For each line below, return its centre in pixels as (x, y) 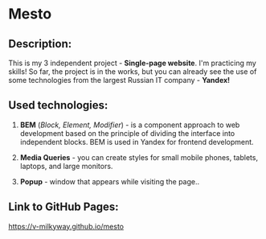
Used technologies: (58, 105)
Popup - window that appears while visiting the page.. (110, 181)
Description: (40, 44)
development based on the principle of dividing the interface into (127, 133)
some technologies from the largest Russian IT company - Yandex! (119, 80)
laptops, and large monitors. (66, 166)
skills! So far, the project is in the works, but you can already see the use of (133, 72)
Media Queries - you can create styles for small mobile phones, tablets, (139, 157)
